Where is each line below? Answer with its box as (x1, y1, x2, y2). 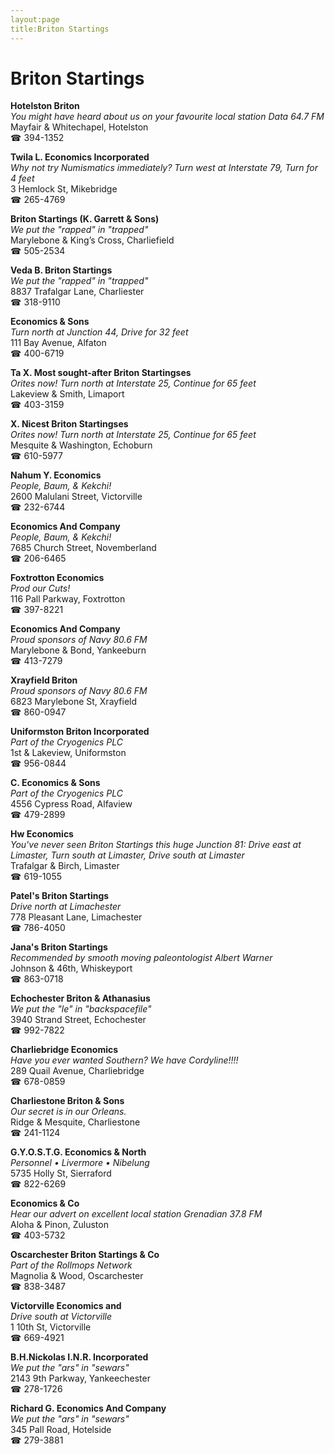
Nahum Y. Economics (10, 469, 102, 481)
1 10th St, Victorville (10, 1321, 92, 1333)
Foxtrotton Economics (10, 572, 105, 584)
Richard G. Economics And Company (10, 1402, 167, 1415)
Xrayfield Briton (10, 674, 78, 686)
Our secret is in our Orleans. (10, 1106, 127, 1118)
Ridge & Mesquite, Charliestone (10, 1116, 141, 1128)
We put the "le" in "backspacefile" (10, 1003, 152, 1015)
